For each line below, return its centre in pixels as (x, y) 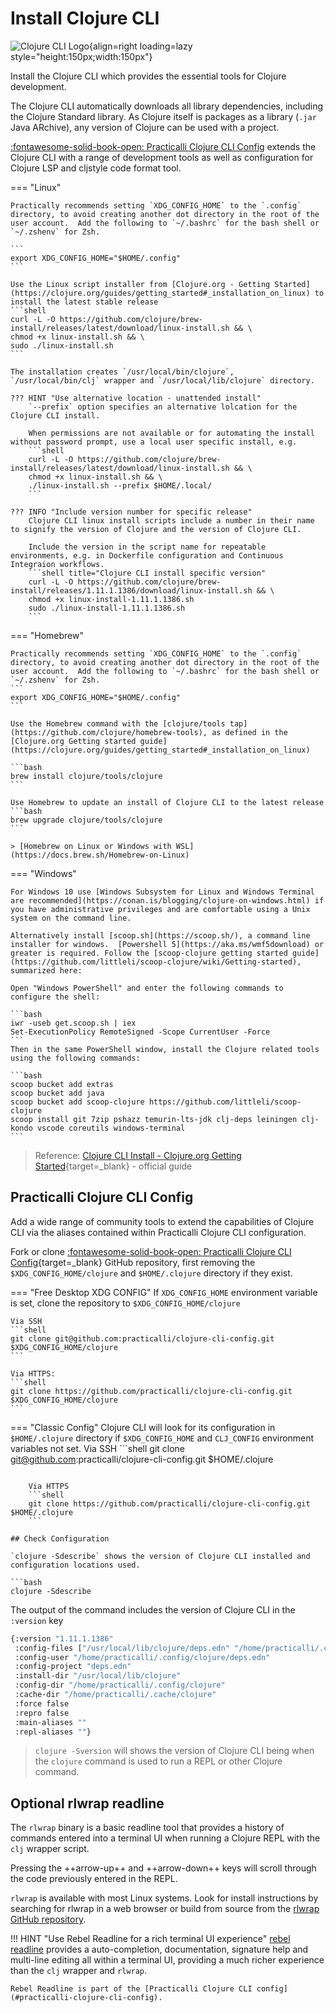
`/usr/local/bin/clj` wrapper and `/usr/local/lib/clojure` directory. (162, 380)
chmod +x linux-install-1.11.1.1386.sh (111, 599)
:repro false (42, 1713)
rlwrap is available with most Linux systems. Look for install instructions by (164, 1898)
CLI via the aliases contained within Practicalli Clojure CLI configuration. (158, 1232)
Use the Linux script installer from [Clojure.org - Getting (140, 284)
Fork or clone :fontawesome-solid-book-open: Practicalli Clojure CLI (151, 1251)
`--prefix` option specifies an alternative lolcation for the (163, 407)
